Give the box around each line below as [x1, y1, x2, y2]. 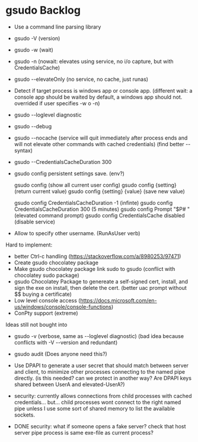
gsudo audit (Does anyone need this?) [14, 350, 107, 357]
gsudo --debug [14, 122, 52, 130]
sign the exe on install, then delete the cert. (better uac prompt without [14, 284, 187, 291]
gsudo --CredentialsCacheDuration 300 [14, 158, 112, 165]
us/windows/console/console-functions [14, 303, 112, 310]
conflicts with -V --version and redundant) [14, 339, 118, 346]
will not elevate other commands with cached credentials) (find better [14, 140, 184, 147]
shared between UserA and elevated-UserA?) [14, 381, 125, 388]
